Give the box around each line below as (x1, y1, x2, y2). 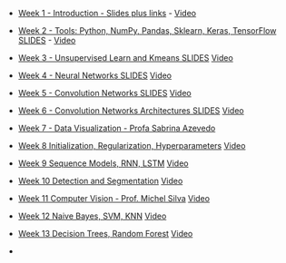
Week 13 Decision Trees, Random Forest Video (17, 229, 193, 239)
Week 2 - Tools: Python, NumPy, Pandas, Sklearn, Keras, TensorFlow (17, 25, 277, 35)
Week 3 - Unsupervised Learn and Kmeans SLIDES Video (17, 53, 233, 63)
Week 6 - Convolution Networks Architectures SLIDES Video (17, 105, 244, 116)
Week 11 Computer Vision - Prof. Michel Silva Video (17, 193, 211, 203)
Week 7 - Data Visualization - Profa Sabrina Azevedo (17, 122, 216, 133)
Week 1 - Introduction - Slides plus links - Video (17, 8, 197, 18)
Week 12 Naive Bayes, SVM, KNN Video (17, 210, 167, 221)
